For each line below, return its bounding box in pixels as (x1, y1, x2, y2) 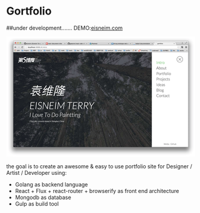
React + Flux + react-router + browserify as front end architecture (15, 187, 179, 194)
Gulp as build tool (15, 200, 59, 207)
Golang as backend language (15, 180, 88, 188)
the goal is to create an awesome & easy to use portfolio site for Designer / (6, 162, 192, 170)
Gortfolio (6, 4, 52, 18)
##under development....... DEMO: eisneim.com (6, 24, 123, 31)
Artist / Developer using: (6, 169, 67, 176)
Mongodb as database (15, 194, 71, 201)
